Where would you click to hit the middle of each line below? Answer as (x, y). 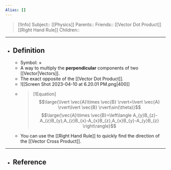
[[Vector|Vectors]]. (40, 74)
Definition (28, 50)
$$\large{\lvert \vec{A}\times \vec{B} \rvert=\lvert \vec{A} (99, 102)
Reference (30, 162)
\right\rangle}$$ (99, 126)
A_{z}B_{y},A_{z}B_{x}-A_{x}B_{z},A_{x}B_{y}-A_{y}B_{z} (99, 121)
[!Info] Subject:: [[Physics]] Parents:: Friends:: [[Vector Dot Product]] (90, 24)
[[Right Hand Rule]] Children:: (49, 30)
